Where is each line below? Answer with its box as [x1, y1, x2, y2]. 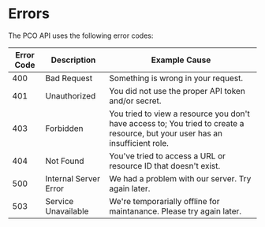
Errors [8, 5, 50, 23]
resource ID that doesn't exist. [109, 160, 221, 171]
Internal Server [45, 173, 101, 184]
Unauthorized [45, 90, 96, 101]
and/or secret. [109, 95, 162, 106]
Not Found [45, 155, 84, 166]
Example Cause [151, 54, 211, 65]
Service [45, 195, 74, 207]
